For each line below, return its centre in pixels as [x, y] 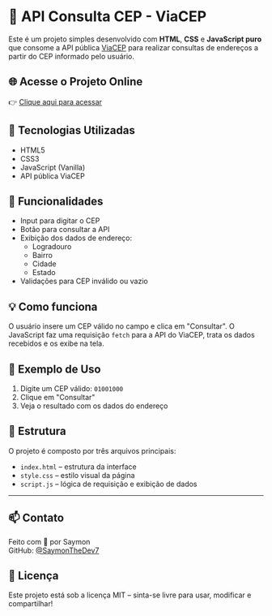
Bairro [42, 256]
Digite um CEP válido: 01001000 [72, 388]
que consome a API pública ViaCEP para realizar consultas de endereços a [134, 47]
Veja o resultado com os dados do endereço [94, 406]
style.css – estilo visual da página [77, 475]
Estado [44, 273]
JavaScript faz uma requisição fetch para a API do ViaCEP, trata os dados [132, 335]
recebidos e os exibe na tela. [56, 343]
